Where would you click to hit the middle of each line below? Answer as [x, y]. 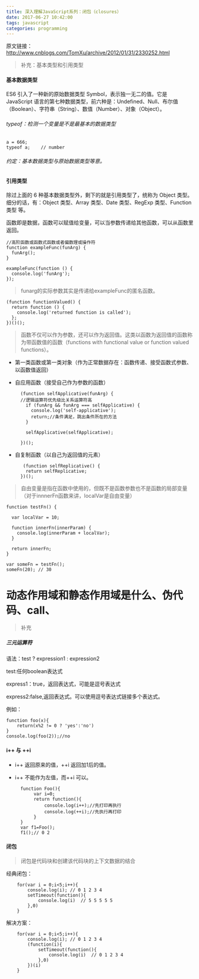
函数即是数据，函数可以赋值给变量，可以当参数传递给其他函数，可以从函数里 [100, 223]
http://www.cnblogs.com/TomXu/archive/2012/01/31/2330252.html [88, 53]
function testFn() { [32, 507]
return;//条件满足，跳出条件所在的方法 [74, 417]
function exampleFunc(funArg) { [46, 248]
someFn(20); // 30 [29, 570]
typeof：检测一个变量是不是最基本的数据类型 [61, 124]
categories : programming [37, 28]
